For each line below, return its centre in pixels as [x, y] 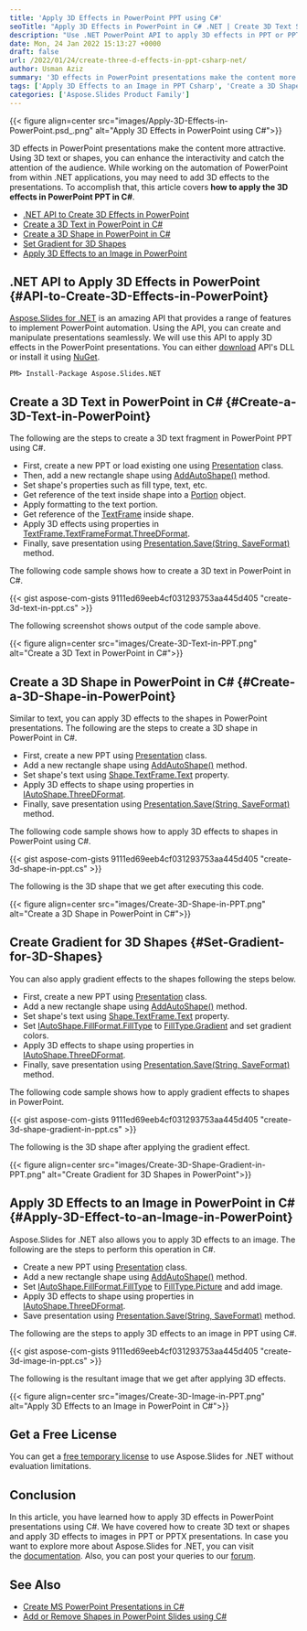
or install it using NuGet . [55, 357]
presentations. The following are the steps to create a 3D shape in [133, 727]
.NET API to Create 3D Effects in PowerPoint [106, 214]
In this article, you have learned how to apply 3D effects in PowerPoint [142, 1517]
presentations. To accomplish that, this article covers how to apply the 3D [149, 187]
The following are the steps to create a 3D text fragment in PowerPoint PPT [151, 438]
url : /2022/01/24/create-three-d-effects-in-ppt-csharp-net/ [128, 60]
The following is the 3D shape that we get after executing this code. [137, 886]
